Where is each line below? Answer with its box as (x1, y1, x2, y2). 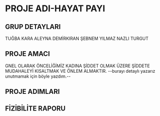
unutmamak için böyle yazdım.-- (5, 73, 71, 79)
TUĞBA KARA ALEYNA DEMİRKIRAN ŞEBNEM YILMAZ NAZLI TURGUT (5, 35, 149, 41)
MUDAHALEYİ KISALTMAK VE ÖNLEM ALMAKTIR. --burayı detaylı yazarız (5, 68, 156, 74)
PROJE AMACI (5, 50, 50, 58)
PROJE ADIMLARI (5, 87, 60, 96)
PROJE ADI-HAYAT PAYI (5, 3, 105, 14)
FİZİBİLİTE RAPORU (5, 104, 65, 113)
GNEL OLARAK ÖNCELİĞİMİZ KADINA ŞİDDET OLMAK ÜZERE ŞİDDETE (5, 62, 150, 69)
